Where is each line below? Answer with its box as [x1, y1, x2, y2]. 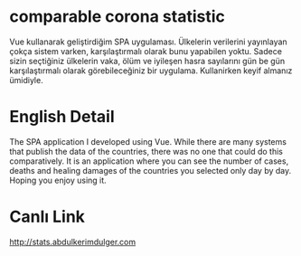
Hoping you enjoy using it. [9, 175, 107, 185]
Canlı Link [9, 206, 86, 227]
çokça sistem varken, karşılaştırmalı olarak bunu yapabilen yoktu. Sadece [9, 45, 283, 56]
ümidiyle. [9, 74, 43, 85]
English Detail [9, 107, 115, 128]
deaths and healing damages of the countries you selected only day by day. [9, 165, 292, 175]
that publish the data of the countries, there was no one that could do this [9, 146, 283, 156]
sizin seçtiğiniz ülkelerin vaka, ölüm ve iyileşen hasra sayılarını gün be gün [9, 55, 286, 66]
